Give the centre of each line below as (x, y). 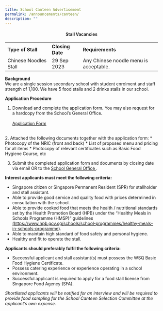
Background (18, 78)
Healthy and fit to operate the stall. (47, 239)
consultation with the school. (41, 202)
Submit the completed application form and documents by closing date (83, 163)
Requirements (99, 49)
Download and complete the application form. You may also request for (83, 108)
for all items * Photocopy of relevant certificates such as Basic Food (73, 148)
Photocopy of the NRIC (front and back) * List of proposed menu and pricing (81, 143)
